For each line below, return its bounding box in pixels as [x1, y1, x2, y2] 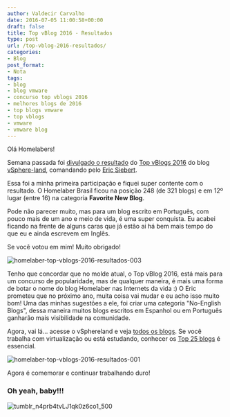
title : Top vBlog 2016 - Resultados [7, 29, 113, 37]
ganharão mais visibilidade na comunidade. [7, 314, 131, 322]
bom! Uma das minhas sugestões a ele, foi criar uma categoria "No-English [7, 299, 221, 308]
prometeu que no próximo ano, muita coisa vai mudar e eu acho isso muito [7, 292, 220, 300]
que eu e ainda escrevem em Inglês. [7, 229, 111, 238]
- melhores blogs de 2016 [7, 100, 82, 107]
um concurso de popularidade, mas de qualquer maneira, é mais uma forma [7, 277, 223, 285]
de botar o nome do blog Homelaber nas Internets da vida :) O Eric [7, 285, 197, 293]
